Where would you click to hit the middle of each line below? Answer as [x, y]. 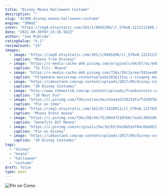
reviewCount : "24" [23, 46]
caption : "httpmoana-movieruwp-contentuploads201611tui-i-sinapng [82, 77]
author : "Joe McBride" [28, 37]
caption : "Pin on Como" [38, 104]
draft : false [18, 167]
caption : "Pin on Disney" [40, 131]
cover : [12, 28]
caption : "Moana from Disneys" [45, 59]
